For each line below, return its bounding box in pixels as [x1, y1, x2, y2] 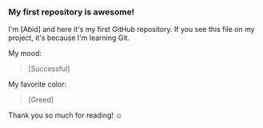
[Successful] [27, 64, 70, 74]
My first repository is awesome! [8, 6, 135, 18]
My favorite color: [8, 79, 66, 90]
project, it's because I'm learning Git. [8, 33, 130, 42]
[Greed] [27, 95, 54, 105]
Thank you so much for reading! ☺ [8, 110, 123, 120]
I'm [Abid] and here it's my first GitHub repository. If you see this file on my [8, 25, 255, 34]
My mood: [8, 49, 42, 58]
